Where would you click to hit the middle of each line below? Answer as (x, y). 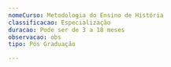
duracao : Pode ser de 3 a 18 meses (67, 30)
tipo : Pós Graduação (42, 44)
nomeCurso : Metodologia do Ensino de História (86, 15)
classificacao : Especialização (59, 23)
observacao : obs (35, 37)
